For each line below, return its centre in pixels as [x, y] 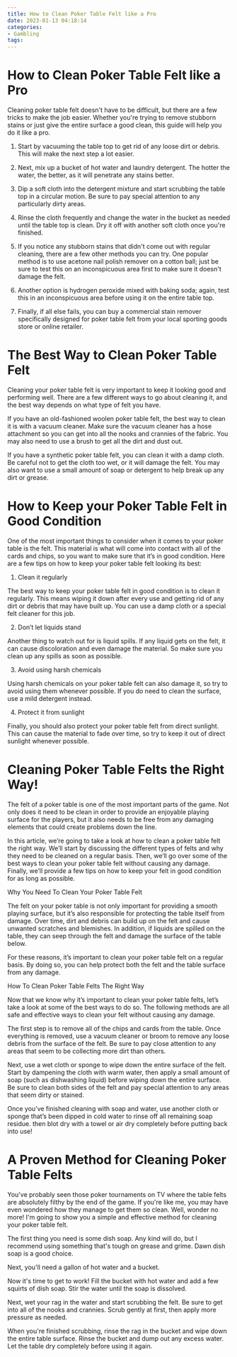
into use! [20, 1131]
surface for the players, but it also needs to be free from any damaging [111, 819]
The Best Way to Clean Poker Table [112, 355]
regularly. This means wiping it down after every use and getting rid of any [116, 598]
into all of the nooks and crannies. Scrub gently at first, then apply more [112, 1310]
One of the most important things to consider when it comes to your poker [116, 541]
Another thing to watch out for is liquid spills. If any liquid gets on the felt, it [116, 641]
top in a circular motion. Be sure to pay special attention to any [109, 196]
